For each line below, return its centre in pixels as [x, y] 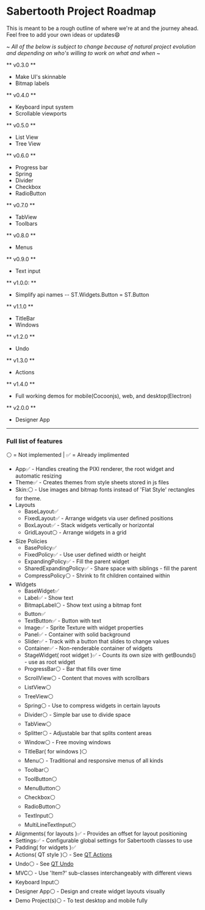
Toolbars [26, 223]
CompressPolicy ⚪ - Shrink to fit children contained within [97, 575]
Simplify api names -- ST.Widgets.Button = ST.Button [82, 294]
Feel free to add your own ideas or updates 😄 [63, 34]
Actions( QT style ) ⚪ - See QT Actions [64, 855]
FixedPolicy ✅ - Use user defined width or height [85, 555]
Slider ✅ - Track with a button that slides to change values [97, 642]
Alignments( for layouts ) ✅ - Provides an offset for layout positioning [101, 834]
